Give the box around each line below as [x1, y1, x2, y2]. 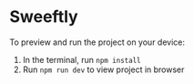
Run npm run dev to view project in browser [22, 64, 185, 75]
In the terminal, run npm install [22, 54, 141, 65]
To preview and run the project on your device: [9, 37, 185, 47]
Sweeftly [9, 6, 79, 27]
